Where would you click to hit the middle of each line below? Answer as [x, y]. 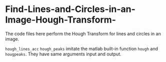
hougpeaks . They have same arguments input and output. [63, 54]
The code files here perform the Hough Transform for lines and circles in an [83, 33]
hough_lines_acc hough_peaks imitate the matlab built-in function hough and [82, 48]
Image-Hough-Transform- [61, 20]
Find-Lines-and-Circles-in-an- [70, 9]
